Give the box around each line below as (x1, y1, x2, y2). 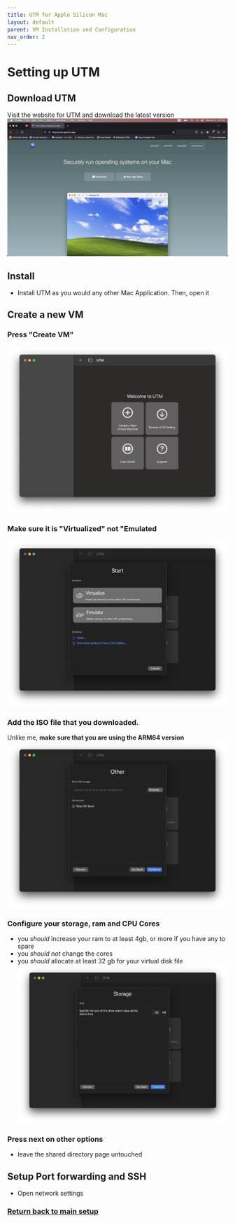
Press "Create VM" (7, 330, 74, 339)
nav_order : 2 (7, 34, 45, 41)
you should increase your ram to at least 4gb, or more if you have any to (17, 935, 226, 943)
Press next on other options (7, 1134, 104, 1144)
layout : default (7, 18, 55, 26)
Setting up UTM (7, 64, 100, 80)
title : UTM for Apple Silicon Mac (7, 11, 108, 18)
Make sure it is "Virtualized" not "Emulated (7, 523, 157, 533)
